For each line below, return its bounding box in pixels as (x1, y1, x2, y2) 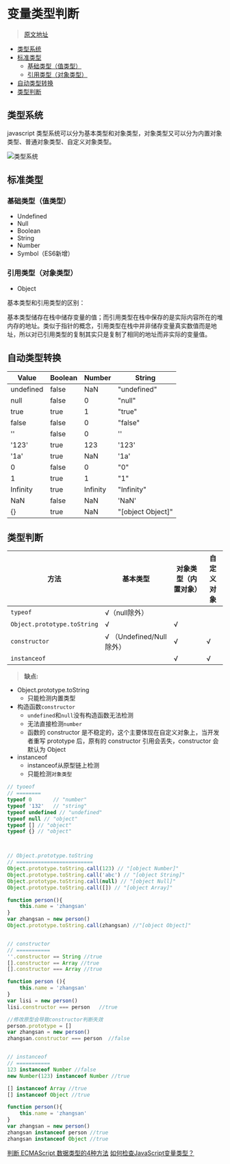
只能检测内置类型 (27, 694, 76, 703)
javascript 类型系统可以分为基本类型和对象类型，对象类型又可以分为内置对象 (7, 129, 222, 137)
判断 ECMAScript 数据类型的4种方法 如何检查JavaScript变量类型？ (7, 1148, 194, 1157)
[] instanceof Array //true (7, 1085, 88, 1092)
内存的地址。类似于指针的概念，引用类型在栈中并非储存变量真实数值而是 (7, 321, 211, 329)
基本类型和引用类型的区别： (7, 299, 86, 307)
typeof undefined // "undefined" (7, 809, 103, 815)
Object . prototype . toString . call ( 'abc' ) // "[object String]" (7, 871, 186, 878)
